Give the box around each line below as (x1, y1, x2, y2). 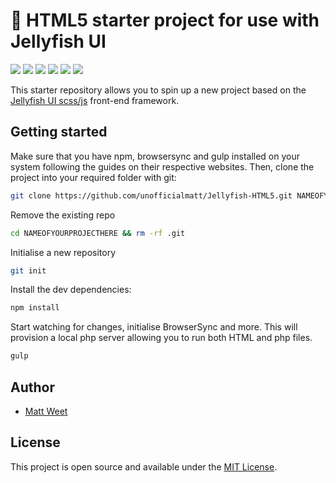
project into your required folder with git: (10, 171, 177, 183)
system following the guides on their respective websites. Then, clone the (10, 160, 315, 173)
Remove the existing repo (10, 209, 116, 221)
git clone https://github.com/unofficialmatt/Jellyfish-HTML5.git (10, 190, 293, 201)
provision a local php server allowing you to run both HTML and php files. (10, 332, 313, 344)
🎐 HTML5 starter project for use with (10, 9, 320, 32)
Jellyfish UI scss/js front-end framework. (10, 94, 180, 106)
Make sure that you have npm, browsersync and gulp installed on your (10, 150, 300, 162)
